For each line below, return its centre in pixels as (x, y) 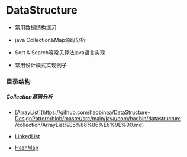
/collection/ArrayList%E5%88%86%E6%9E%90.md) (79, 125)
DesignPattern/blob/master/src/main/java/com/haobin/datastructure (98, 118)
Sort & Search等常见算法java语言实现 (60, 52)
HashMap (26, 148)
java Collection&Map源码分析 (50, 40)
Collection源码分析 (30, 97)
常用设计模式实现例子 (41, 65)
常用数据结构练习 (36, 27)
